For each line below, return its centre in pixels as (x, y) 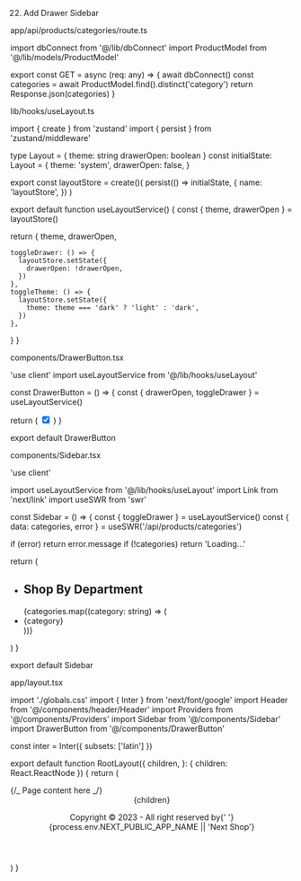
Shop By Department (83, 590)
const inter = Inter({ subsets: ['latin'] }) (81, 745)
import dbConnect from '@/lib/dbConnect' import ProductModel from (139, 48)
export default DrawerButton (63, 438)
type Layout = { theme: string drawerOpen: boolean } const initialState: (141, 155)
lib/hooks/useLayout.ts (53, 111)
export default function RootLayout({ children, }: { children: (119, 763)
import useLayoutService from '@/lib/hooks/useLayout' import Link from (144, 490)
